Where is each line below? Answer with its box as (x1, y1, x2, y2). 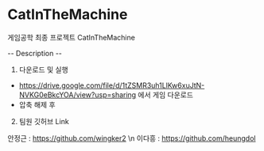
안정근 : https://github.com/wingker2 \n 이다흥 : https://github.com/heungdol (7, 133, 256, 143)
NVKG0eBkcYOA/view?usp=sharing (18, 89, 137, 100)
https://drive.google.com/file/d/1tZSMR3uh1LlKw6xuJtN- (18, 81, 205, 90)
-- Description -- (7, 48, 63, 58)
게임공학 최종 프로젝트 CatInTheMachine (7, 32, 136, 42)
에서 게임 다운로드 (138, 89, 194, 100)
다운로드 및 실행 (18, 65, 68, 74)
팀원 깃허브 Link (18, 116, 69, 126)
